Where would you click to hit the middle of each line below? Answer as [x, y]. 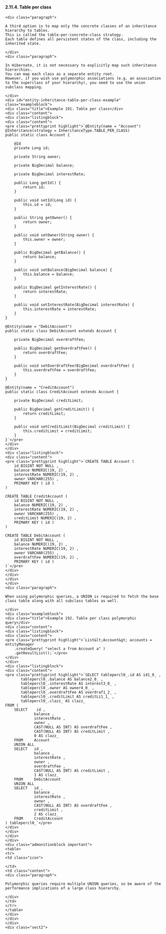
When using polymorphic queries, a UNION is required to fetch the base [82, 597]
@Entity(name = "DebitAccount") [39, 327]
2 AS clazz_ [46, 814]
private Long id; [32, 148]
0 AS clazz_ [46, 736]
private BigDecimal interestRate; [50, 174]
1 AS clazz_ [46, 775]
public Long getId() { [38, 183]
